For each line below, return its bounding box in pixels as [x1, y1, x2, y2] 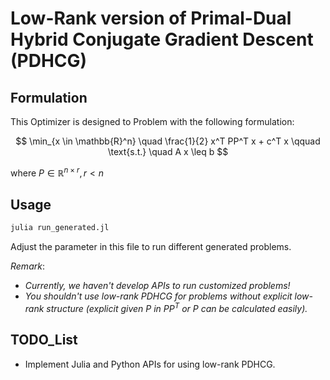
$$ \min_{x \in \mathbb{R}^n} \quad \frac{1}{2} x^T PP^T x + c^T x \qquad [15, 135, 321, 147]
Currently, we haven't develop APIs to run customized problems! [24, 280, 291, 292]
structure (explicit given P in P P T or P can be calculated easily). [46, 301, 308, 314]
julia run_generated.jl [10, 223, 110, 233]
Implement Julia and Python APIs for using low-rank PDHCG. [24, 358, 276, 370]
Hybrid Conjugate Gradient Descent [10, 28, 314, 51]
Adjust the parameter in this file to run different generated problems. [10, 241, 292, 253]
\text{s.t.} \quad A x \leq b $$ [107, 146, 229, 157]
